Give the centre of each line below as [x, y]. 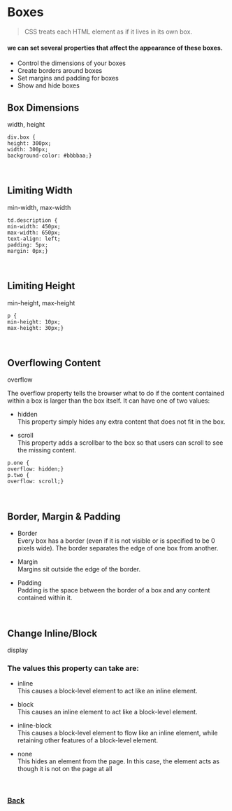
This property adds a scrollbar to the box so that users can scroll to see [120, 443]
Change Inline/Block [52, 633]
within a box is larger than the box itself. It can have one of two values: [109, 401]
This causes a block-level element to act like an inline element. [107, 691]
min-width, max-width [39, 207]
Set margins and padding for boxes [68, 78]
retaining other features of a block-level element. [88, 740]
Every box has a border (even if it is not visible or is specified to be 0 [116, 541]
